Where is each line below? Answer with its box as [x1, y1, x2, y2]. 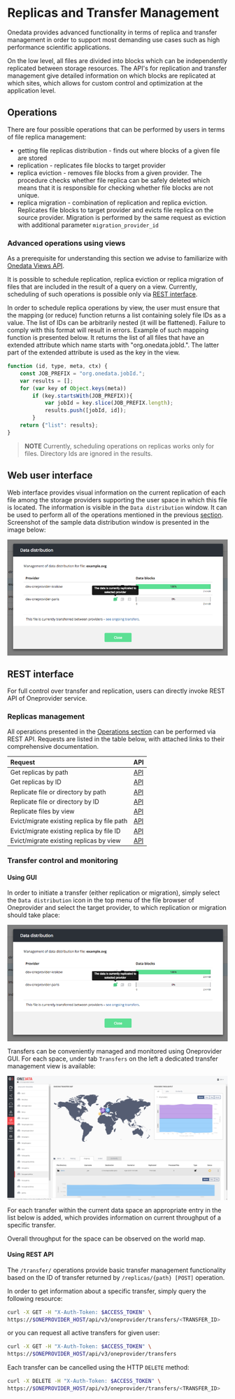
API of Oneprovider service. [7, 694, 87, 703]
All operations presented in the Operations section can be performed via [7, 727, 216, 736]
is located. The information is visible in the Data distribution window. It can [7, 503, 227, 511]
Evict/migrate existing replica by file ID [10, 827, 121, 835]
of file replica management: [7, 132, 87, 141]
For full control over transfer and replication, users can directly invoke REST [7, 687, 225, 695]
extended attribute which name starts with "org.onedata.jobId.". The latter [7, 341, 219, 350]
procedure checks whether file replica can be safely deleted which [17, 176, 211, 184]
